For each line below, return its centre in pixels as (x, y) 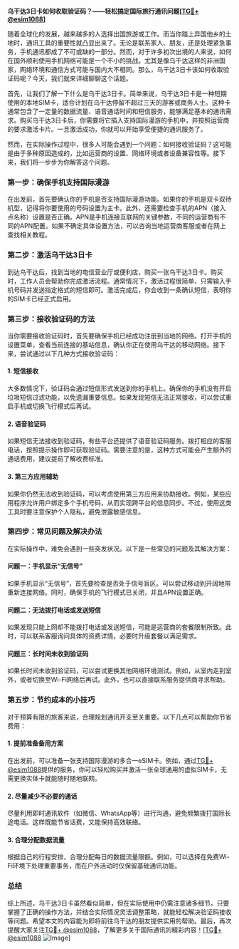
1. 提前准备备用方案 (36, 743)
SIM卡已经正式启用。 (44, 299)
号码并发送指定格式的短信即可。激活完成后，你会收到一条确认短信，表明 (119, 290)
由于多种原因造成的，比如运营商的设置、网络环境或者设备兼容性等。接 (116, 153)
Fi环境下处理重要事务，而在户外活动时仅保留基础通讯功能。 (94, 866)
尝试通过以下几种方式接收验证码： (69, 353)
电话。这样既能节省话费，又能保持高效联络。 (79, 822)
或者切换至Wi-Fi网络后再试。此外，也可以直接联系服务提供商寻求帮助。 (124, 680)
